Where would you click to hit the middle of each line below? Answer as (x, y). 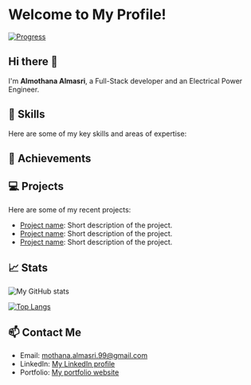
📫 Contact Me (45, 332)
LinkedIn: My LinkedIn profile (67, 364)
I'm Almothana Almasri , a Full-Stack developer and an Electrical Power (125, 80)
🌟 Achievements (50, 158)
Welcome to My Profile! (87, 15)
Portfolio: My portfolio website (69, 372)
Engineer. (24, 89)
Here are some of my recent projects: (70, 209)
